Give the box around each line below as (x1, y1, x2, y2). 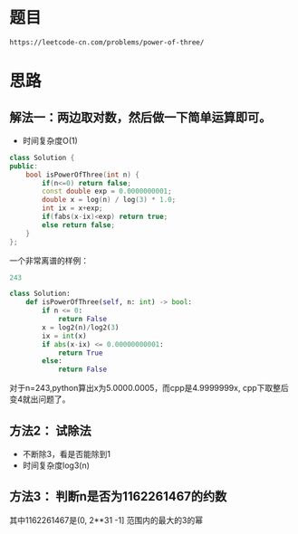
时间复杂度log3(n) (22, 460, 91, 471)
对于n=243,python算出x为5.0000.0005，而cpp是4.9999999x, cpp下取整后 (9, 383, 290, 394)
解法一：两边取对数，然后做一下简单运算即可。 (9, 110, 272, 125)
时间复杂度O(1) (22, 135, 79, 146)
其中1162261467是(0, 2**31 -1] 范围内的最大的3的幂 (9, 514, 204, 525)
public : (9, 161, 39, 171)
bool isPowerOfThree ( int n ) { (25, 170, 140, 179)
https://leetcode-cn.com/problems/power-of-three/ (9, 37, 205, 47)
